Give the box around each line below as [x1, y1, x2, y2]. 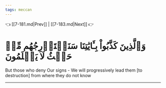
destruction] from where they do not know [5, 72, 91, 78]
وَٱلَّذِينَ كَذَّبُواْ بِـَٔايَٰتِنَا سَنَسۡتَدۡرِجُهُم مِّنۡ [5, 40, 146, 51]
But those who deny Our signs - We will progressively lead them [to [5, 67, 142, 73]
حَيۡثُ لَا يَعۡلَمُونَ [5, 50, 72, 62]
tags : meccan [5, 7, 32, 12]
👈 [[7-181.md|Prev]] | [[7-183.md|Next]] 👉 [5, 21, 94, 27]
